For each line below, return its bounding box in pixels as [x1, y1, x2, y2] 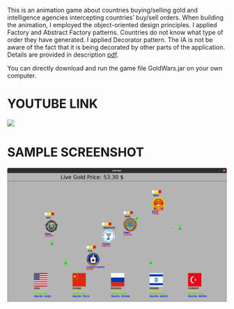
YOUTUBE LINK [7, 96, 98, 112]
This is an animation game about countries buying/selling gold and [7, 6, 198, 14]
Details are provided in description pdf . [7, 50, 119, 59]
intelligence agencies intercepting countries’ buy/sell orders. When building [7, 13, 224, 22]
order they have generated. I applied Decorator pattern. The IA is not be [7, 36, 213, 44]
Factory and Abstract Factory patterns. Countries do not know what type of [7, 28, 224, 36]
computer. [7, 71, 37, 80]
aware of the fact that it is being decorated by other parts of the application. [7, 43, 225, 51]
